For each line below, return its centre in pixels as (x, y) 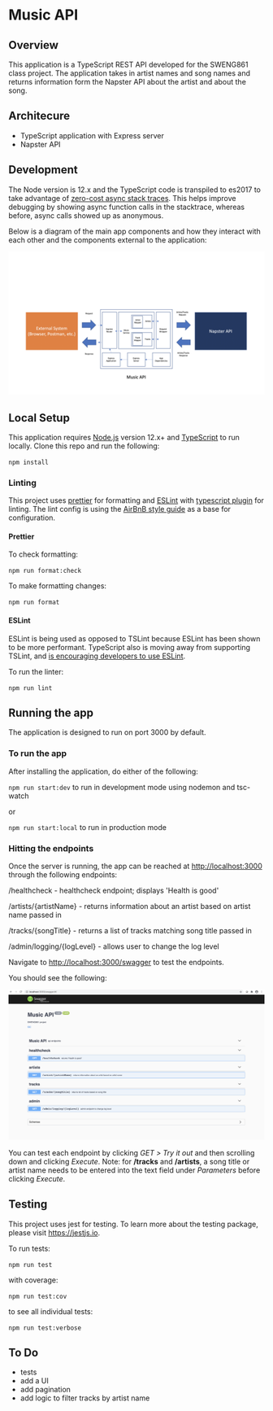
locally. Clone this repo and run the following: (84, 446)
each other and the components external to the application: (108, 240)
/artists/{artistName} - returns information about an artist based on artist (130, 906)
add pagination (45, 1390)
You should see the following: (58, 978)
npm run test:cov (38, 1296)
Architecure (39, 116)
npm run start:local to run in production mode (87, 827)
